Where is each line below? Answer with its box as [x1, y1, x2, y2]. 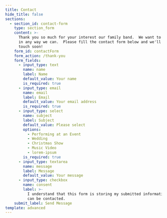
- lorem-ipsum [27, 150, 57, 155]
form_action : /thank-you [14, 53, 66, 58]
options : [23, 127, 41, 132]
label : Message [23, 168, 55, 173]
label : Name [23, 72, 48, 77]
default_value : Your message [23, 173, 83, 178]
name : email [23, 90, 48, 95]
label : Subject [23, 117, 55, 123]
